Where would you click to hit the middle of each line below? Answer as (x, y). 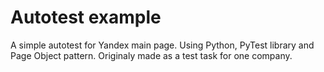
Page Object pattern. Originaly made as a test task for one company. (151, 55)
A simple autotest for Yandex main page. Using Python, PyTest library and (162, 45)
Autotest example (86, 17)
